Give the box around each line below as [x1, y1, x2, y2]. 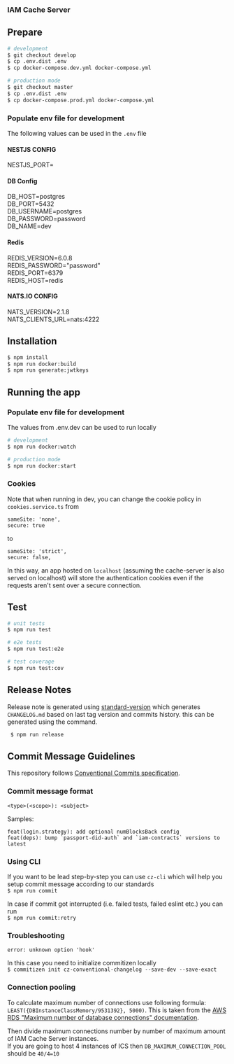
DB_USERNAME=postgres [7, 207, 82, 216]
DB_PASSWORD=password [7, 215, 86, 223]
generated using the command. [7, 717, 98, 726]
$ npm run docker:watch [7, 443, 77, 450]
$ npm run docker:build [7, 360, 77, 367]
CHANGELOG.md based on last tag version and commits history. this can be [7, 710, 214, 718]
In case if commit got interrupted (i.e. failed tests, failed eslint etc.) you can [7, 899, 224, 908]
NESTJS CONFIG [7, 145, 57, 153]
